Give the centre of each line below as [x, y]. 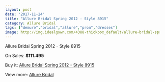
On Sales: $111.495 [25, 56]
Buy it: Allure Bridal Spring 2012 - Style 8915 [50, 65]
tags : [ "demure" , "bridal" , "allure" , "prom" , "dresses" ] [61, 28]
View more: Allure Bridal [29, 74]
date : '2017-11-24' [25, 14]
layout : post [18, 10]
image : [12, 32]
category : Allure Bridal [30, 23]
